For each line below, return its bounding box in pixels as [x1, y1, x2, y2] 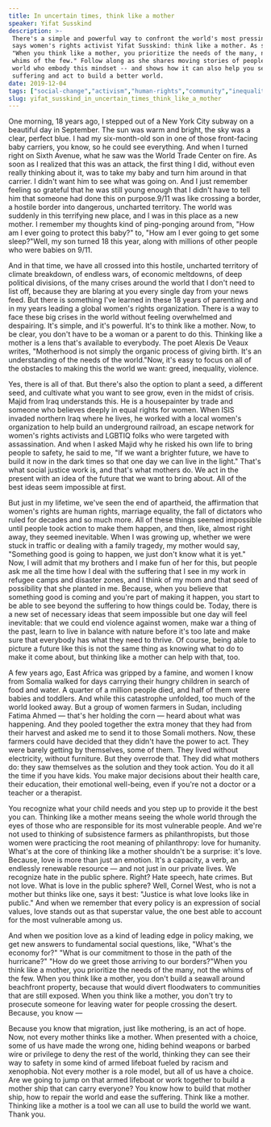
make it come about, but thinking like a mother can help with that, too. [8, 652, 240, 662]
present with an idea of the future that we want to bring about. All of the [8, 474, 247, 484]
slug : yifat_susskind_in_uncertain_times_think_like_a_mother [8, 94, 222, 103]
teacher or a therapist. [8, 788, 82, 798]
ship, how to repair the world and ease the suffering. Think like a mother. [8, 1092, 250, 1102]
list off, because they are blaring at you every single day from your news [8, 287, 248, 296]
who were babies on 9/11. [8, 245, 93, 255]
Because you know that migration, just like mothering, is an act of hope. [8, 1024, 247, 1033]
